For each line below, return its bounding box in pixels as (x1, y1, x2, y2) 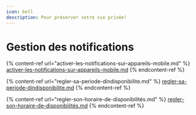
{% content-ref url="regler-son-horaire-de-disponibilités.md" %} (6, 96, 166, 103)
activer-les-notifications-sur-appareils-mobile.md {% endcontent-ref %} (6, 66, 185, 74)
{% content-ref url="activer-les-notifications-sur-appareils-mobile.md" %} (6, 60, 190, 67)
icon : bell (6, 8, 33, 15)
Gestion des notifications (6, 40, 134, 54)
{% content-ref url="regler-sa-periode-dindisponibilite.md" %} (6, 78, 161, 85)
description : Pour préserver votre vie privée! (6, 14, 127, 20)
